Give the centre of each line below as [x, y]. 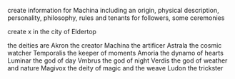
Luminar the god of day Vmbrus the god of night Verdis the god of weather [117, 60]
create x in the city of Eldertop [52, 32]
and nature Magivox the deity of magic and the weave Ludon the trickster [115, 68]
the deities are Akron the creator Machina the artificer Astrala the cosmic [115, 45]
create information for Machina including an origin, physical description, [113, 10]
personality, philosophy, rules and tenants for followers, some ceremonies [116, 18]
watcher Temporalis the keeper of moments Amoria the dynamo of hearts [115, 53]
